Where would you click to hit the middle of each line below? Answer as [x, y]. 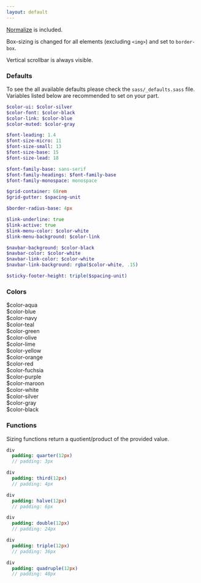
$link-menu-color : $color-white [47, 231]
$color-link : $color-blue [39, 118]
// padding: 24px [34, 529]
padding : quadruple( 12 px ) [45, 568]
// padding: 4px [32, 484]
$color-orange [25, 358]
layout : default [27, 12]
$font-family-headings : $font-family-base [61, 175]
